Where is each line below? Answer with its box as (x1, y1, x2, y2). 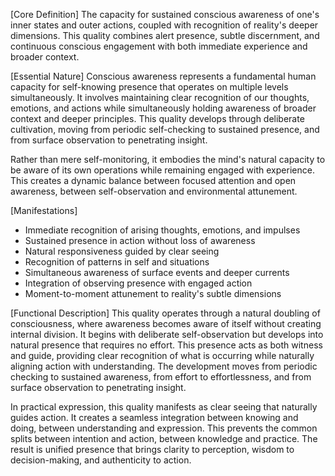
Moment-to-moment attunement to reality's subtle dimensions (24, 288, 282, 299)
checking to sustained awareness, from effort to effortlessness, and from (10, 371, 312, 383)
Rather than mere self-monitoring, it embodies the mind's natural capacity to (10, 154, 326, 165)
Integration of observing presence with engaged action (24, 277, 253, 289)
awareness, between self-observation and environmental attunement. (10, 185, 298, 197)
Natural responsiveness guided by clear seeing (24, 245, 220, 257)
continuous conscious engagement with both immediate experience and (10, 40, 308, 52)
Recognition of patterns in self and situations (24, 256, 210, 268)
